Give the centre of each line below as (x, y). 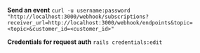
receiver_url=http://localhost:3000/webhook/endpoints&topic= (100, 23)
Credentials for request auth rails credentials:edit (85, 42)
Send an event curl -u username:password (69, 10)
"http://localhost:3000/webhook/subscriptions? (78, 17)
